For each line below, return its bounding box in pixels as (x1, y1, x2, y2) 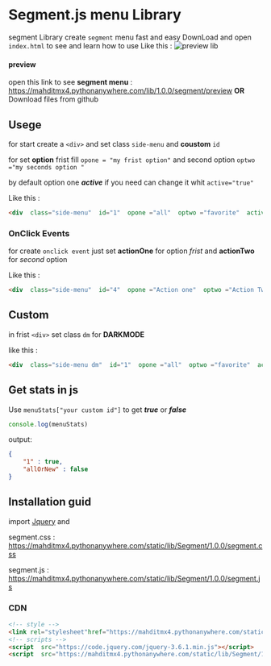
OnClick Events (8, 227, 70, 239)
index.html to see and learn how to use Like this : (8, 40, 173, 50)
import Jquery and (8, 516, 70, 526)
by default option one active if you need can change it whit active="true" (8, 177, 254, 187)
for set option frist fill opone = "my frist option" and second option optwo (8, 155, 256, 164)
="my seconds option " (8, 163, 85, 171)
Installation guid (8, 495, 91, 509)
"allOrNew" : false (23, 465, 89, 473)
